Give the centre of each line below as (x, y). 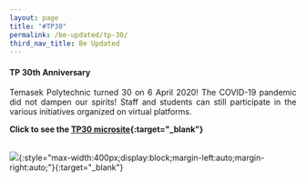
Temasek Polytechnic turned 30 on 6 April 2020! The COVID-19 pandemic (153, 93)
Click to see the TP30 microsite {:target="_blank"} (107, 129)
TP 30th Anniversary (50, 72)
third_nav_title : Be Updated (65, 43)
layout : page (34, 18)
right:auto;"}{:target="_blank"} (66, 167)
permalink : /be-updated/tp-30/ (69, 35)
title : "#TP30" (38, 26)
